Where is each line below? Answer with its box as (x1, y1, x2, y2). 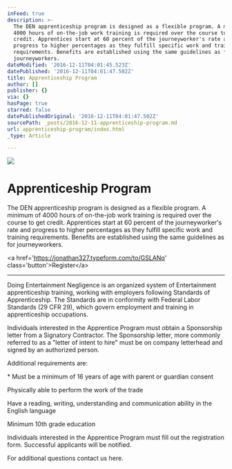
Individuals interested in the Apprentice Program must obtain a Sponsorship (7, 324, 223, 332)
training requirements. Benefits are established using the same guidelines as (7, 233, 224, 242)
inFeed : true (7, 10, 45, 17)
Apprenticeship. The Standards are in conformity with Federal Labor (7, 296, 201, 304)
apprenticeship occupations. (7, 310, 88, 318)
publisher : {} (7, 87, 48, 94)
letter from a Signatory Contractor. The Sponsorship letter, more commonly (7, 331, 221, 339)
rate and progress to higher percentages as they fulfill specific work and (7, 226, 213, 234)
